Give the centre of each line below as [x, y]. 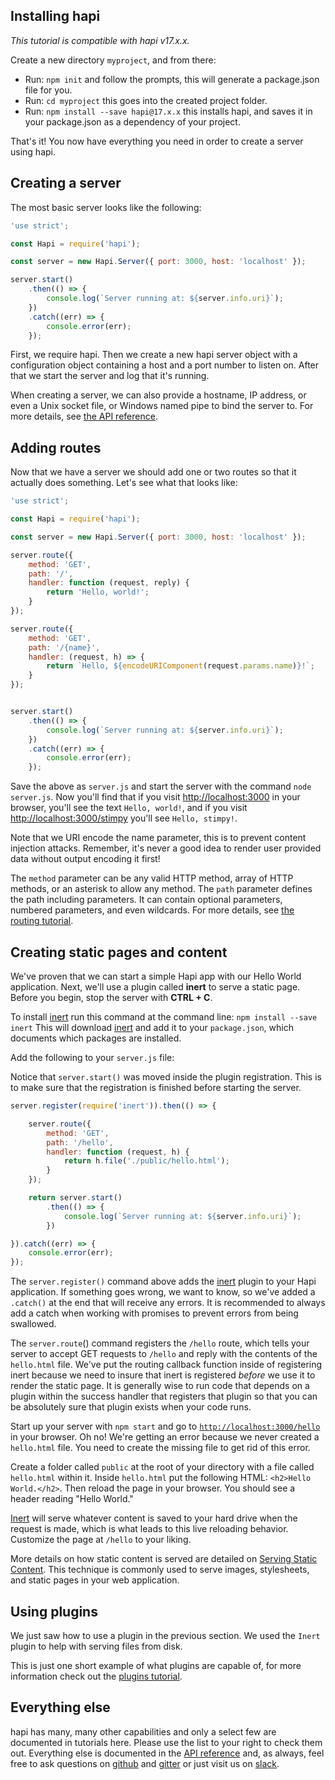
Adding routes [56, 447]
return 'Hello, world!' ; [98, 592]
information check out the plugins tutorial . [96, 1676]
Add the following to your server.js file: [92, 1057]
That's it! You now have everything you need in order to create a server [157, 141]
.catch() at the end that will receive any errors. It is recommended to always [168, 1303]
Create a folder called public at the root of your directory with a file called [162, 1467]
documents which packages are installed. [96, 1038]
